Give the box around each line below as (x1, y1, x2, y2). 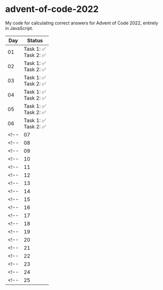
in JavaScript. (5, 25, 33, 31)
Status (27, 37, 43, 44)
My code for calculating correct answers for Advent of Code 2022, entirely (5, 20, 159, 26)
